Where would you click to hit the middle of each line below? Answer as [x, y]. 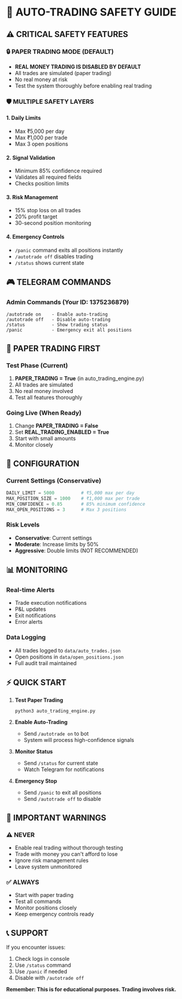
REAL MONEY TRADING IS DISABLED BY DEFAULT [78, 67]
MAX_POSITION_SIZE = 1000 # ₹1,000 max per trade [73, 498]
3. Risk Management [32, 197]
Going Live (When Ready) [44, 413]
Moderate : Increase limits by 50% [57, 544]
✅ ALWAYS [23, 882]
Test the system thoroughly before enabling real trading [83, 85]
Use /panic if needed [41, 972]
